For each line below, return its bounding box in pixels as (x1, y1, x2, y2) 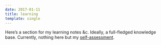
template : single (5, 16, 40, 21)
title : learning (5, 12, 38, 16)
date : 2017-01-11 (5, 7, 40, 12)
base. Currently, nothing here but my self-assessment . (5, 34, 115, 40)
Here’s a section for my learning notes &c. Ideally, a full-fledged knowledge (5, 30, 156, 35)
